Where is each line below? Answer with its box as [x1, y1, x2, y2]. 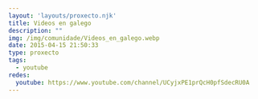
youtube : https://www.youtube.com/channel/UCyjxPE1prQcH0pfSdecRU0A [15, 78, 250, 86]
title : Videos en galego [8, 19, 92, 27]
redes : [8, 71, 31, 79]
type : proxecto [8, 49, 59, 57]
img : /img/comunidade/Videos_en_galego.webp [8, 34, 160, 42]
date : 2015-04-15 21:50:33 [8, 42, 99, 49]
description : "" [8, 26, 63, 34]
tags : [8, 57, 27, 65]
